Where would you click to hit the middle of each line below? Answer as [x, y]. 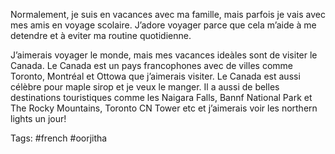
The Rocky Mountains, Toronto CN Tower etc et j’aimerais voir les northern [164, 108]
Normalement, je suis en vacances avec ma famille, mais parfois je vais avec [168, 14]
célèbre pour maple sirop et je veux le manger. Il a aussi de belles [145, 87]
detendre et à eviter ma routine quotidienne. [101, 35]
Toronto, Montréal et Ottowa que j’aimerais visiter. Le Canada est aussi [155, 76]
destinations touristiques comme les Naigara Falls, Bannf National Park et [161, 97]
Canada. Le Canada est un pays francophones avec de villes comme [151, 65]
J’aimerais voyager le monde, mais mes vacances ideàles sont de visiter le [164, 55]
